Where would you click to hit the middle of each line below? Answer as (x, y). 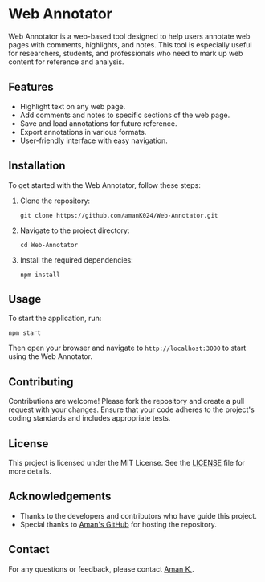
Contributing (41, 382)
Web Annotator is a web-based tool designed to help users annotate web (129, 36)
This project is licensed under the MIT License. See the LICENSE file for (127, 463)
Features (31, 87)
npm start (25, 333)
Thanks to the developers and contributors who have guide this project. (138, 515)
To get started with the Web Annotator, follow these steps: (104, 185)
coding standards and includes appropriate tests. (90, 418)
